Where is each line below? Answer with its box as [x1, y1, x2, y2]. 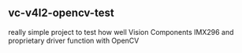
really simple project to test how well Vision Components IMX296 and [8, 27, 234, 36]
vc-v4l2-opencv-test [8, 6, 114, 20]
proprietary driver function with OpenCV [8, 36, 140, 45]
